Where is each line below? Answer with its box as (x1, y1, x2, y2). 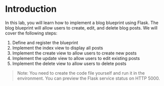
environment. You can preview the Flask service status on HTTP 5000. (17, 75, 160, 81)
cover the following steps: (5, 30, 57, 36)
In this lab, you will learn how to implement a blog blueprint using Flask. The (5, 20, 159, 26)
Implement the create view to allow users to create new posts (12, 50, 137, 56)
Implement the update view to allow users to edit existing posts (12, 55, 140, 61)
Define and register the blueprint (12, 39, 79, 45)
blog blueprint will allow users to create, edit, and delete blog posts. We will (5, 25, 158, 30)
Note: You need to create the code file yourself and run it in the (17, 70, 145, 76)
